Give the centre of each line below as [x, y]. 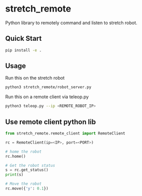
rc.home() [16, 156]
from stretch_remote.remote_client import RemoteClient [65, 134]
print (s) [14, 175]
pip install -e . [23, 50]
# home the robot [23, 152]
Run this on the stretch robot [35, 78]
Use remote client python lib [51, 122]
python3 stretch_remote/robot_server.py [49, 87]
